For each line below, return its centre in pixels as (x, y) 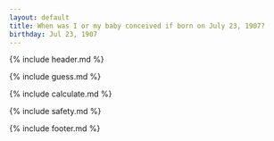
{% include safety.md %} (55, 112)
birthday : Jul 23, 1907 (54, 34)
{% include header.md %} (57, 60)
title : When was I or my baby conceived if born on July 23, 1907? (137, 26)
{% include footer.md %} (55, 129)
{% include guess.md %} (55, 77)
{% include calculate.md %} (61, 94)
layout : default (39, 17)
